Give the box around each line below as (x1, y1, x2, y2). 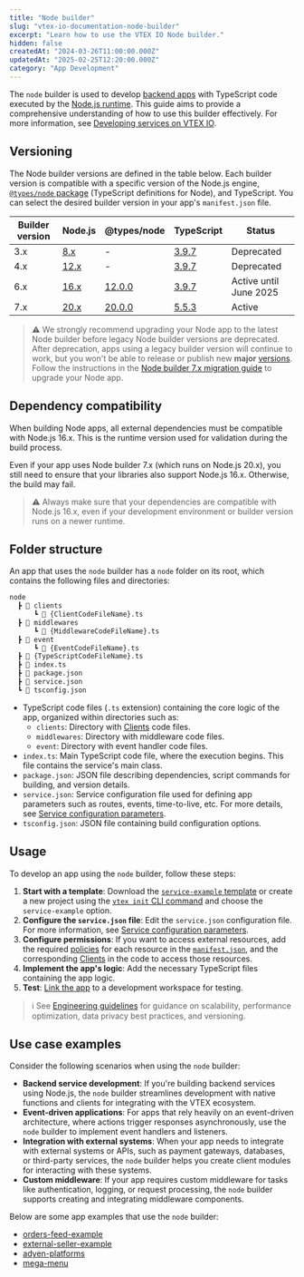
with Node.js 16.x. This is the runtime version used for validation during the (9, 432, 288, 443)
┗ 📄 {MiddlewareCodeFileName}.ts (33, 627, 160, 636)
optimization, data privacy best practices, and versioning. (31, 1010, 246, 1021)
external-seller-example (22, 1239, 113, 1250)
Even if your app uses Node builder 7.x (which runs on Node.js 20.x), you (9, 459, 282, 470)
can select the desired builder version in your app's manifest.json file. (9, 197, 271, 208)
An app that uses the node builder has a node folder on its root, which (9, 566, 265, 577)
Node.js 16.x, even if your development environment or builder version (31, 505, 294, 517)
